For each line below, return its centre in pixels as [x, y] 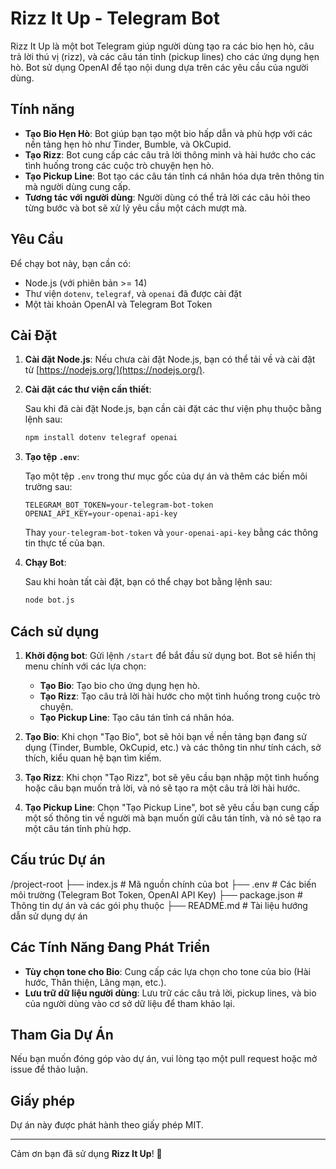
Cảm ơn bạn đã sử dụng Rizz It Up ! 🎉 [86, 1154]
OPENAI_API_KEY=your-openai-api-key [101, 514]
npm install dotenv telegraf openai [101, 438]
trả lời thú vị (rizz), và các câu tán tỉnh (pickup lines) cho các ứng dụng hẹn [165, 56]
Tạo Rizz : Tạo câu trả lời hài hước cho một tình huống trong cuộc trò [180, 696]
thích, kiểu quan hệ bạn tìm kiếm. [93, 758]
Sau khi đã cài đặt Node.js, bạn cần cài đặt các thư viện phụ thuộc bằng [173, 409]
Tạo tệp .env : [52, 457]
